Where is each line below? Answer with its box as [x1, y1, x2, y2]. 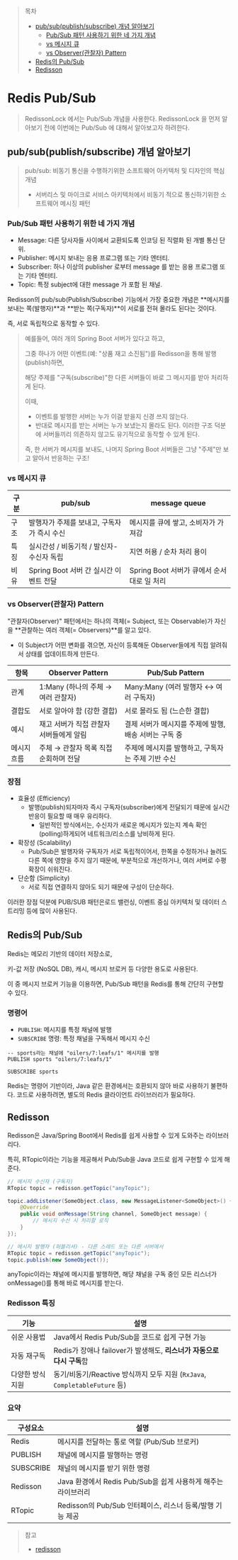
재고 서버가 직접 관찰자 [38, 719, 110, 729]
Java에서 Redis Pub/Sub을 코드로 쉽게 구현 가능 [53, 1332, 207, 1342]
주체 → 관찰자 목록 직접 [38, 743, 113, 753]
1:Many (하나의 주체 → [38, 682, 113, 692]
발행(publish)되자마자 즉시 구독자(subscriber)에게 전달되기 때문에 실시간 [28, 802, 230, 811]
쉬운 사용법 [11, 1332, 46, 1342]
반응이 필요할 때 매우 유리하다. [28, 812, 112, 820]
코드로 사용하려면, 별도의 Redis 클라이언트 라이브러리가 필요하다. [16, 1091, 195, 1099]
